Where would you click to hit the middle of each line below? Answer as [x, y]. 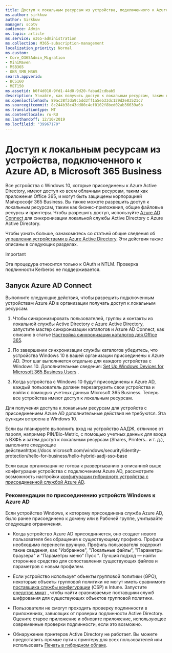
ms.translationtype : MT [31, 110]
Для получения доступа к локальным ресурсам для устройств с [76, 408]
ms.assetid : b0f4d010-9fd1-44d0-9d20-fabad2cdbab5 [60, 91]
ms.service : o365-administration [41, 39]
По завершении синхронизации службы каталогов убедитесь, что [85, 350]
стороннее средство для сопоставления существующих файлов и [85, 561]
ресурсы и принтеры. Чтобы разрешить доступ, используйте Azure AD [83, 212]
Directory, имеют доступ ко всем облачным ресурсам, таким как [77, 191]
